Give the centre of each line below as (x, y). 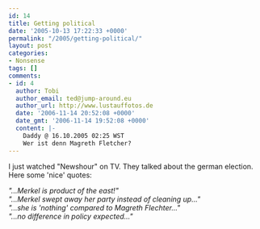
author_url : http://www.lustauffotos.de (84, 106)
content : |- (36, 128)
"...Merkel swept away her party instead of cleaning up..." (105, 199)
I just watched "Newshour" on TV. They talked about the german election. (131, 166)
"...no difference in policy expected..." (71, 216)
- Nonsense (27, 61)
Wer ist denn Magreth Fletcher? (77, 143)
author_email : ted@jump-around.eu (73, 98)
